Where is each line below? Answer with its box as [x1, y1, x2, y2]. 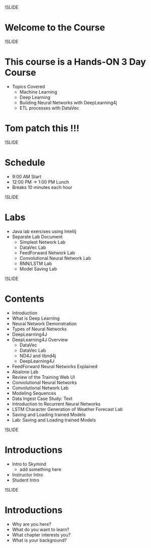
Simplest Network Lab [19, 239, 66, 245]
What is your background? [12, 537, 67, 543]
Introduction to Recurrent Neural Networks [12, 400, 101, 407]
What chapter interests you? [12, 531, 71, 538]
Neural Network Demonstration [12, 320, 77, 326]
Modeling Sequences [12, 390, 56, 396]
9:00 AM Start [12, 173, 41, 179]
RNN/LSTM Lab [19, 260, 52, 266]
